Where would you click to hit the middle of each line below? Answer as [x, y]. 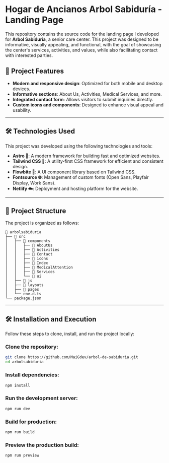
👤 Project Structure [36, 211]
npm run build [20, 432]
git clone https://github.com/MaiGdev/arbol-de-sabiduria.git [72, 357]
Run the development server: [41, 398]
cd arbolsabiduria [24, 362]
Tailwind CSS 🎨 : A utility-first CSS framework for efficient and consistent [88, 161]
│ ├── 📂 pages [22, 290]
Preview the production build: [42, 445]
